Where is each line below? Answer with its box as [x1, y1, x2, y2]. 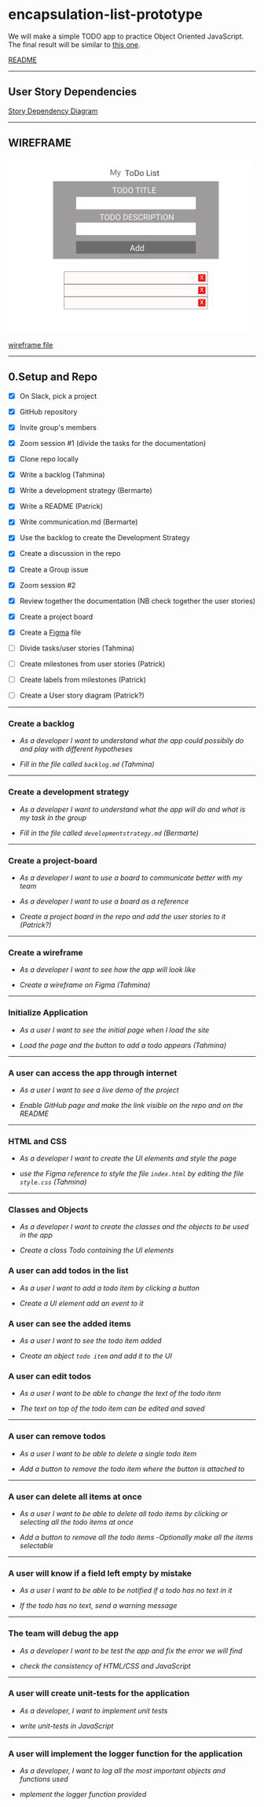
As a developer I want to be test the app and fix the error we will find [19, 1646, 243, 1655]
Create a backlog [8, 718, 75, 729]
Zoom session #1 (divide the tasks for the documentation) [19, 439, 207, 448]
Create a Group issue [19, 565, 89, 574]
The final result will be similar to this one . [8, 39, 141, 49]
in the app [19, 1231, 53, 1240]
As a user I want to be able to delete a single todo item [19, 1448, 197, 1458]
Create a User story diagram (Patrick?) [19, 690, 145, 701]
